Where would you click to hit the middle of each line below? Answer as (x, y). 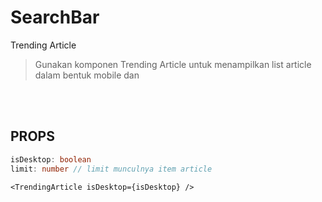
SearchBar (55, 17)
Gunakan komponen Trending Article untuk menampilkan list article (173, 64)
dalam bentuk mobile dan (87, 75)
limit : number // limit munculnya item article (111, 169)
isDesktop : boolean (51, 159)
